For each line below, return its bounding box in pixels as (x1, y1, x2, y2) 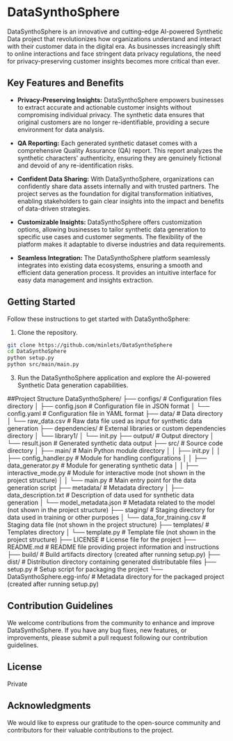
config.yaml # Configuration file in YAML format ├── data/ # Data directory (7, 410, 223, 418)
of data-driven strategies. (17, 204, 91, 213)
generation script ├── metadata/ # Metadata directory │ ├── (7, 484, 184, 492)
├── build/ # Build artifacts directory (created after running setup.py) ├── (7, 551, 220, 559)
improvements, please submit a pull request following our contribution (7, 633, 208, 642)
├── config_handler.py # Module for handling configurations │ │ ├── (7, 454, 207, 463)
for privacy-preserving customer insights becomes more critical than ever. (7, 57, 220, 65)
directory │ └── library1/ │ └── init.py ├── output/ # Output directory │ (7, 432, 214, 440)
